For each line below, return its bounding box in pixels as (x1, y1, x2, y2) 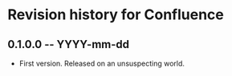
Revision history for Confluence (7, 6, 224, 24)
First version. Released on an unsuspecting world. (18, 58, 185, 68)
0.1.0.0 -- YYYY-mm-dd (7, 38, 130, 51)
